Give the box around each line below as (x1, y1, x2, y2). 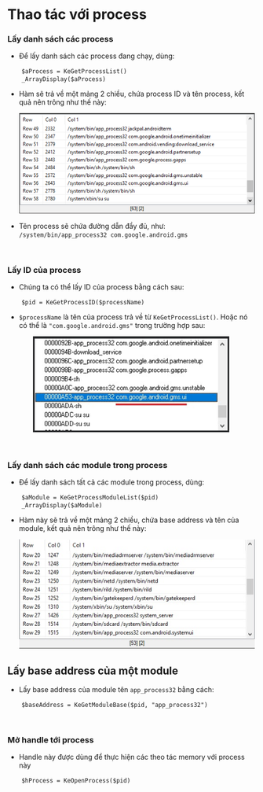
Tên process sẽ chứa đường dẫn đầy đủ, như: (18, 221, 166, 230)
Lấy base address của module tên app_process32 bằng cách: (18, 685, 214, 694)
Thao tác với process (7, 6, 147, 24)
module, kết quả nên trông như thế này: (18, 524, 147, 533)
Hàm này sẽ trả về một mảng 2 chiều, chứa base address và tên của (18, 515, 239, 525)
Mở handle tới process (7, 734, 94, 745)
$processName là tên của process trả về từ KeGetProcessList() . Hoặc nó (18, 312, 248, 322)
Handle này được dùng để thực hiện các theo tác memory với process (18, 753, 245, 762)
